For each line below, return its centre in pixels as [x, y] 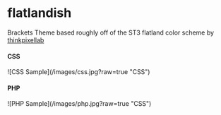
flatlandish [40, 13]
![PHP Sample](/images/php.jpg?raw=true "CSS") [79, 104]
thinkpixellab [26, 40]
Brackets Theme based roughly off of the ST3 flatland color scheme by [110, 32]
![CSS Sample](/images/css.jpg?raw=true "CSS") [79, 72]
